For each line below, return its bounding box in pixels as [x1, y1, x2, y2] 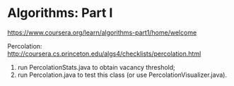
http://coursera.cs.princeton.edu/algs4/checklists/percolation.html [7, 49, 201, 58]
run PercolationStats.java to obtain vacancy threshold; [17, 63, 175, 71]
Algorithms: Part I [7, 5, 113, 21]
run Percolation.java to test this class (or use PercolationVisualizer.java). [17, 70, 228, 79]
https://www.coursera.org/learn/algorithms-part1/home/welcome [7, 28, 197, 37]
